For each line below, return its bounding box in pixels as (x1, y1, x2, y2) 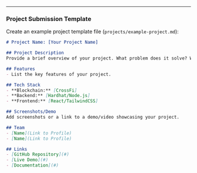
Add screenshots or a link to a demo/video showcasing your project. (6, 115, 180, 120)
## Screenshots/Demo (6, 109, 57, 115)
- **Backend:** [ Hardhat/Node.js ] (6, 93, 91, 99)
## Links (6, 146, 28, 152)
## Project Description (6, 50, 64, 56)
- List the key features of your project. (6, 71, 111, 77)
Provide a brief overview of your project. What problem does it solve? (6, 56, 188, 61)
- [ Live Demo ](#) (6, 157, 49, 163)
